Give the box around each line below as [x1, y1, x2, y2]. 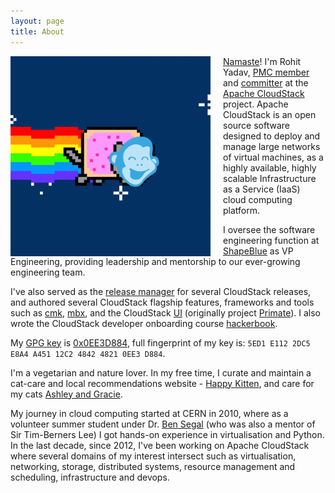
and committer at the [223, 76, 309, 89]
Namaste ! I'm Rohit [223, 55, 302, 67]
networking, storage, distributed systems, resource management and [10, 460, 296, 472]
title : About [10, 26, 65, 37]
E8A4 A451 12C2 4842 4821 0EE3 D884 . [10, 347, 166, 359]
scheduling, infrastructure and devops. [10, 471, 170, 483]
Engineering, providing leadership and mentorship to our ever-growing [10, 255, 301, 267]
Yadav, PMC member [223, 66, 310, 78]
